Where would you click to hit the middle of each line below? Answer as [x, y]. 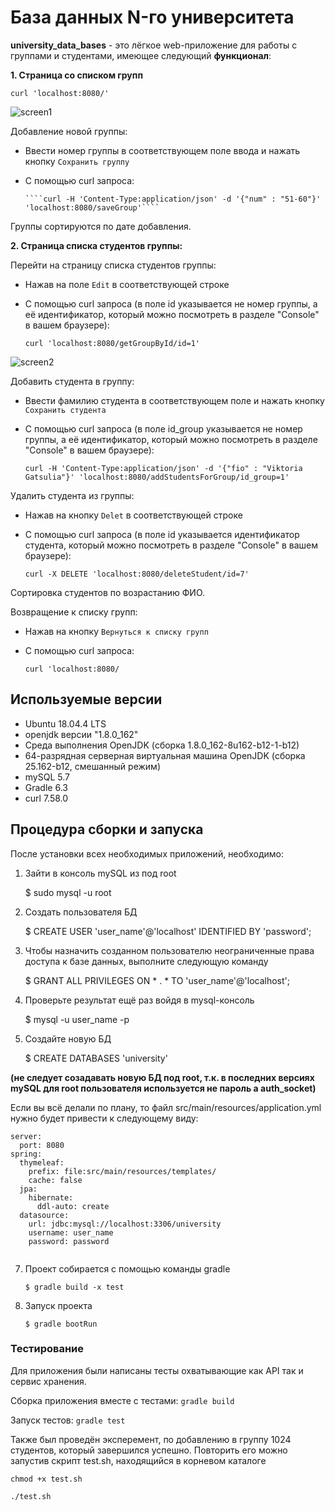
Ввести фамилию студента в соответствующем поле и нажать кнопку [174, 400]
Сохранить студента [65, 410]
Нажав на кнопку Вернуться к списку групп [116, 631]
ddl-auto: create [73, 1206]
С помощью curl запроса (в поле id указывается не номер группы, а [171, 303]
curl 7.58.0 [46, 798]
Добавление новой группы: [69, 131]
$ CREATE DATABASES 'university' [96, 1058]
